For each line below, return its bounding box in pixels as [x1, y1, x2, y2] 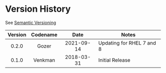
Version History [5, 3, 71, 15]
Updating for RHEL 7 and [98, 39, 157, 46]
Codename [31, 31, 58, 38]
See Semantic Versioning [5, 20, 56, 25]
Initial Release [98, 56, 131, 63]
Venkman [33, 56, 55, 63]
